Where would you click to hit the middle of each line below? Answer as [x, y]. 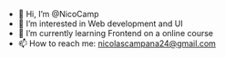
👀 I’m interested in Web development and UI [101, 24]
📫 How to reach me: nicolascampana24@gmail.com [117, 43]
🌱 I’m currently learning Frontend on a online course [116, 33]
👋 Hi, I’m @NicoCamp [58, 14]
